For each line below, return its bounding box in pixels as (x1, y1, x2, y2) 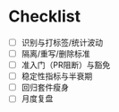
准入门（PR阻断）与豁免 (21, 60, 111, 71)
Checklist (8, 6, 81, 27)
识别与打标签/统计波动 (21, 37, 104, 47)
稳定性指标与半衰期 (21, 71, 93, 82)
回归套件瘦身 (21, 82, 69, 93)
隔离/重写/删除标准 (21, 48, 90, 59)
